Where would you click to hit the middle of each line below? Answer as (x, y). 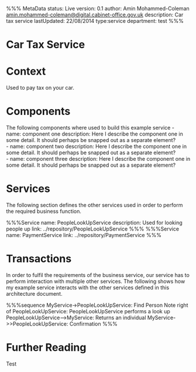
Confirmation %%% (94, 324)
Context (26, 71)
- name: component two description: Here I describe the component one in (97, 147)
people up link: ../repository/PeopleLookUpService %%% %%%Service (93, 229)
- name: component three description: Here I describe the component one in (98, 159)
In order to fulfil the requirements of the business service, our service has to (98, 275)
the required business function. (44, 211)
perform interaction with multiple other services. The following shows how (96, 281)
